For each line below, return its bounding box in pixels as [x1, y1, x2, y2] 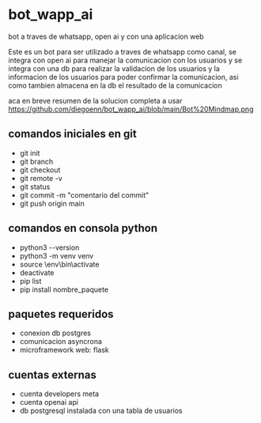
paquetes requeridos [8, 307, 114, 321]
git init [19, 148, 40, 157]
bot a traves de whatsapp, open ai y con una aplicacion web [8, 32, 204, 41]
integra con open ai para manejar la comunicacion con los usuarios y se [8, 55, 243, 65]
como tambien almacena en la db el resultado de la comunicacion [8, 81, 223, 90]
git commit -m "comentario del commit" [19, 190, 149, 199]
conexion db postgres [19, 328, 92, 338]
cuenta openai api [19, 398, 79, 407]
